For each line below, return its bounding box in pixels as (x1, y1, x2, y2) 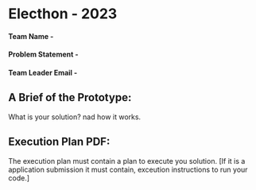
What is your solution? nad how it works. (8, 112, 142, 122)
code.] (8, 173, 30, 183)
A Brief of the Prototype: (8, 91, 132, 104)
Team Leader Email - (8, 68, 78, 77)
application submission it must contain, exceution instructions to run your (8, 165, 248, 174)
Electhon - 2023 (8, 5, 118, 23)
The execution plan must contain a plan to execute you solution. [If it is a (8, 156, 246, 165)
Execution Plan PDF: (8, 135, 111, 149)
